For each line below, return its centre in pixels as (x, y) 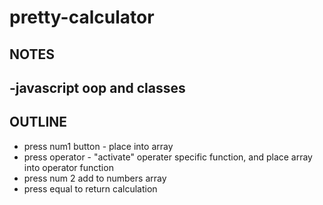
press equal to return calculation (90, 188)
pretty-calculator (82, 17)
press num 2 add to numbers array (95, 178)
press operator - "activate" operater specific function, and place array (168, 157)
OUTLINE (38, 122)
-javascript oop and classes (97, 87)
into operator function (68, 167)
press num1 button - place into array (98, 146)
